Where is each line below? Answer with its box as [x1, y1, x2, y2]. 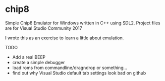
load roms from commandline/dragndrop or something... [12, 65, 127, 71]
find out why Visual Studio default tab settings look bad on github [12, 70, 146, 76]
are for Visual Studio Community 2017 [5, 25, 83, 31]
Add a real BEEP [12, 54, 46, 60]
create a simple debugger [12, 59, 65, 65]
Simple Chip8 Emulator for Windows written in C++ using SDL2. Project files [5, 20, 161, 26]
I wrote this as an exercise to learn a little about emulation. [5, 35, 124, 41]
